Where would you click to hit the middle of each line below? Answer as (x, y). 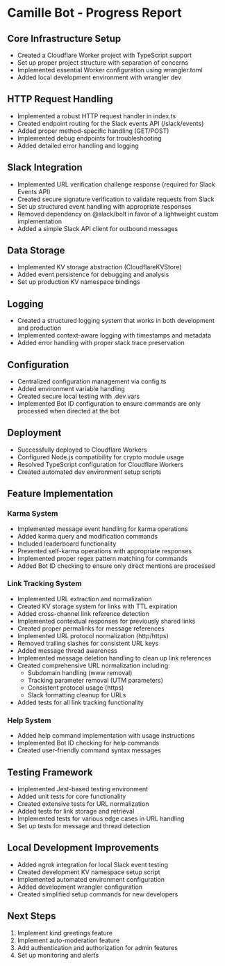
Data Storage (36, 251)
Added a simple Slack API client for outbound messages (98, 228)
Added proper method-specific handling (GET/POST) (93, 131)
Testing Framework (50, 772)
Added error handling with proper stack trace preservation (101, 343)
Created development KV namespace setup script (89, 872)
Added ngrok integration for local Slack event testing (93, 864)
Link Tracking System (44, 584)
